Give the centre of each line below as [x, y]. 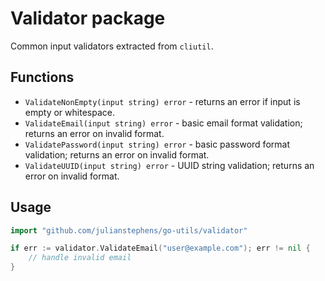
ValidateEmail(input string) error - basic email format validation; [163, 123]
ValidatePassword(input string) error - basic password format [157, 144]
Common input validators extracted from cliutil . [112, 46]
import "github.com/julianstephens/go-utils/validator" [129, 230]
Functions [42, 77]
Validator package [88, 18]
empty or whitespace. [69, 112]
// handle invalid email [80, 258]
